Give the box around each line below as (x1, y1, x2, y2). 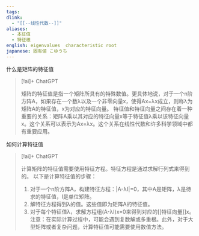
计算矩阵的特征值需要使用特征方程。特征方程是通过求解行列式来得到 (20, 165, 190, 172)
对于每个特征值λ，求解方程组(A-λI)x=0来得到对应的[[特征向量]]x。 (29, 208, 195, 215)
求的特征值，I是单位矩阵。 (29, 193, 95, 200)
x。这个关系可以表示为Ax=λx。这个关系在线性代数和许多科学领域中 (20, 120, 188, 127)
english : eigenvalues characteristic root (6, 43, 117, 49)
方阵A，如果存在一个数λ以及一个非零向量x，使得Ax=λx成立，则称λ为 (20, 97, 193, 104)
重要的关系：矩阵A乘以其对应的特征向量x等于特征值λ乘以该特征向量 (20, 112, 189, 120)
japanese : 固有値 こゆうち (6, 48, 68, 54)
